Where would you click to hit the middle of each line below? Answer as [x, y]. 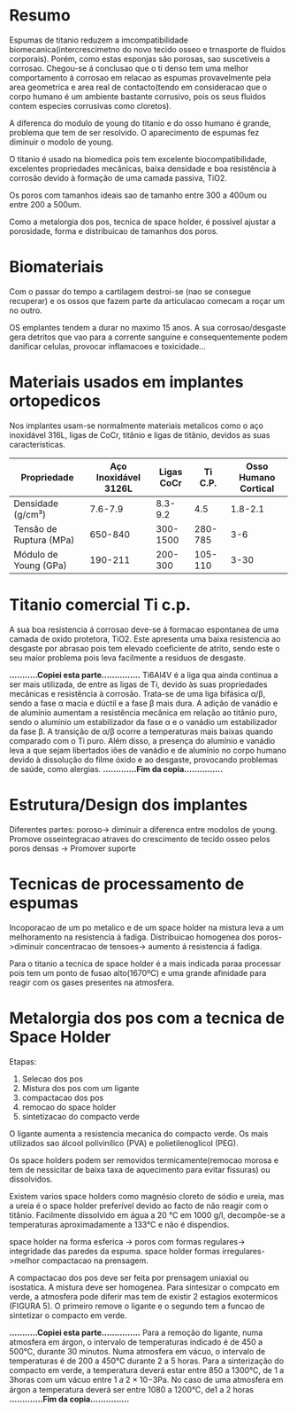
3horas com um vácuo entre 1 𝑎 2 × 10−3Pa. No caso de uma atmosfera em [146, 1379]
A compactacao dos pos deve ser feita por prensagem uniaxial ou [129, 1277]
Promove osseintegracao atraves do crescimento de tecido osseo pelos [140, 839]
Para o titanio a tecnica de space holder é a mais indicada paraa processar [145, 964]
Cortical [257, 488]
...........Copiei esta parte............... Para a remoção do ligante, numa [136, 1332]
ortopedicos [55, 401]
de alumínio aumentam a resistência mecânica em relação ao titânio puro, [143, 712]
